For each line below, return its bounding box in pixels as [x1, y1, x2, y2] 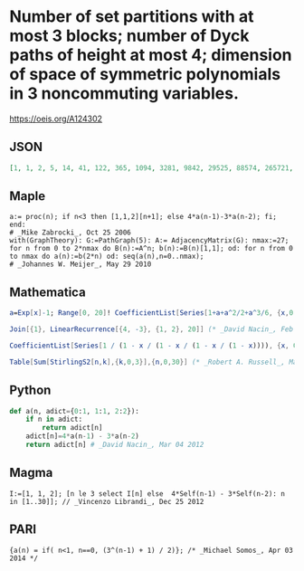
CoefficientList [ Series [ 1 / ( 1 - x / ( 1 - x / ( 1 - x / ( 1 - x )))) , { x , [9, 341, 290, 350]
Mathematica [9, 284, 86, 300]
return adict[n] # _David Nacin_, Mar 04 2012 [25, 441, 204, 450]
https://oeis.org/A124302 [9, 113, 102, 124]
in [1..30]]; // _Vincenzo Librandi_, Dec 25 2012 [9, 497, 204, 506]
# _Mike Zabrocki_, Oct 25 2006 [9, 228, 131, 237]
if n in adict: [25, 414, 83, 424]
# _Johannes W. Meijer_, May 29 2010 [9, 260, 152, 269]
